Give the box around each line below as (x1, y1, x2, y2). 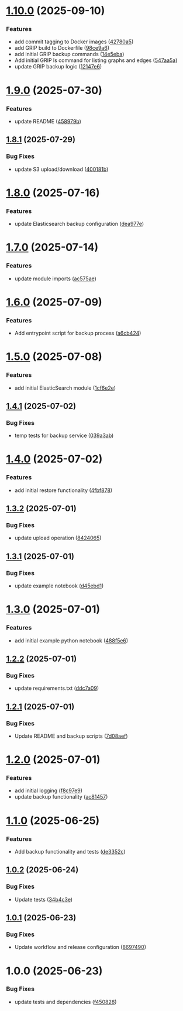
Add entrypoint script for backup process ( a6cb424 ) (14, 329, 141, 337)
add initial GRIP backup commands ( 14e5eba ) (14, 51, 125, 58)
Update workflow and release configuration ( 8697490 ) (14, 944, 146, 951)
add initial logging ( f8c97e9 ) (14, 787, 83, 794)
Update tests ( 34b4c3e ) (14, 896, 73, 903)
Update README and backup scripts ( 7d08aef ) (14, 733, 128, 740)
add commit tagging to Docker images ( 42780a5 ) (14, 38, 134, 45)
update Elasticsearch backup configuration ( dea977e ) (14, 221, 144, 228)
